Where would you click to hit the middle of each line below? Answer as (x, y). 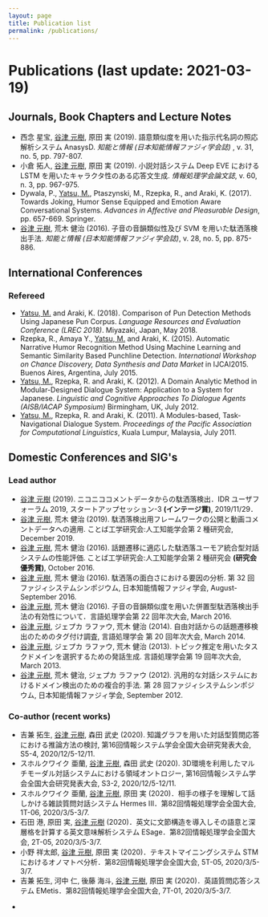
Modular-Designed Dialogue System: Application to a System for (127, 390)
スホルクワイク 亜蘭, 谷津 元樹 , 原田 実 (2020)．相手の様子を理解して (134, 793)
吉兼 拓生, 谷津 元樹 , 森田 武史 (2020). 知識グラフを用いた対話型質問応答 (140, 735)
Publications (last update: (96, 70)
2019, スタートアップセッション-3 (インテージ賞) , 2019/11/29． (154, 509)
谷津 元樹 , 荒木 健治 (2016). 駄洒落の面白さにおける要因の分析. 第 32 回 (137, 578)
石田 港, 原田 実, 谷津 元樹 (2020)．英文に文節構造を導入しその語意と (134, 822)
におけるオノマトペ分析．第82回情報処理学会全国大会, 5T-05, (122, 862)
